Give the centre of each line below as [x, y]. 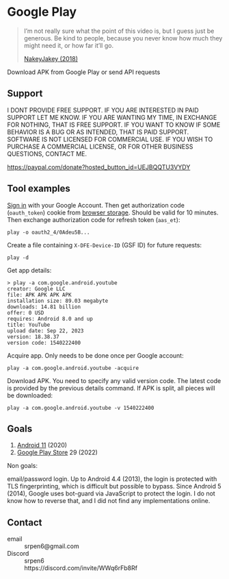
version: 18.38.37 [33, 336]
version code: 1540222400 [44, 343]
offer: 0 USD [26, 312]
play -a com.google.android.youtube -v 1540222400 [81, 408]
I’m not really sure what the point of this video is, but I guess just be [119, 31]
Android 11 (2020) [42, 445]
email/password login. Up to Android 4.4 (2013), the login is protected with [112, 479]
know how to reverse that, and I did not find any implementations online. [109, 501]
